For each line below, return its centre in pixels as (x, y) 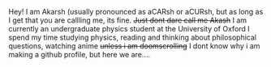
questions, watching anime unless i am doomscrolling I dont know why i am (134, 46)
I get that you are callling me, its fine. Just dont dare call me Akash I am (128, 20)
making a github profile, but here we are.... (79, 54)
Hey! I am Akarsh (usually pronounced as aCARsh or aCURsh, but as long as (136, 12)
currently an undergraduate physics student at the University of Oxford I (129, 29)
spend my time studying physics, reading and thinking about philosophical (133, 37)
